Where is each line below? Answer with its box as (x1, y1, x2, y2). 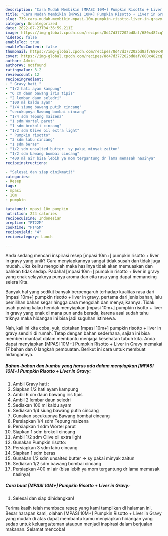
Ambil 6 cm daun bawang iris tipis (12, 391, 83, 397)
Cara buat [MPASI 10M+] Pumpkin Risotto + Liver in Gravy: (5, 483, 130, 489)
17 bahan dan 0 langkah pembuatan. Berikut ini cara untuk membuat (5, 346, 146, 352)
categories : (5, 174, 30, 179)
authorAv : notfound (5, 63, 46, 68)
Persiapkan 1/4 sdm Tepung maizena (12, 418, 89, 424)
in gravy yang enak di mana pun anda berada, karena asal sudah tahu (5, 310, 149, 316)
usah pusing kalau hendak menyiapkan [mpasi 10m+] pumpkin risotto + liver (5, 304, 163, 310)
